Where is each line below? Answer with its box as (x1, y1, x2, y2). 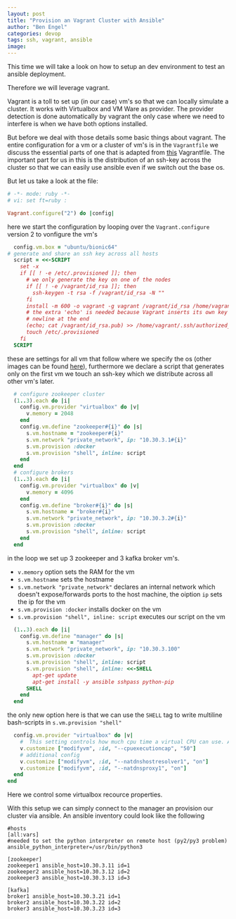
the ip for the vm (17, 597, 66, 606)
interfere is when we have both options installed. (7, 120, 148, 127)
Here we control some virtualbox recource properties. (7, 790, 163, 799)
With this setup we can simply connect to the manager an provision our (7, 804, 214, 813)
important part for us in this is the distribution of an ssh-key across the (7, 156, 212, 164)
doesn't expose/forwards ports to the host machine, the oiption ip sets (17, 589, 223, 599)
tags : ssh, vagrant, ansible (7, 37, 93, 44)
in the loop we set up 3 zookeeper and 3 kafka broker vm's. (7, 554, 180, 562)
